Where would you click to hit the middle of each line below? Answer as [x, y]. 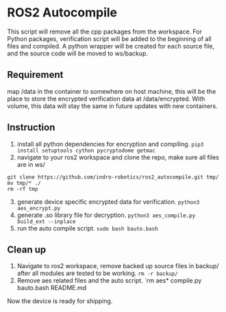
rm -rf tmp [23, 189]
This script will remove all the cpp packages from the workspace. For [104, 31]
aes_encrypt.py [39, 208]
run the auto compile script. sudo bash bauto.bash [88, 228]
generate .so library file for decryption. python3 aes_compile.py [106, 215]
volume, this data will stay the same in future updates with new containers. [112, 106]
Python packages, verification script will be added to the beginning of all [109, 38]
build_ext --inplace [46, 221]
